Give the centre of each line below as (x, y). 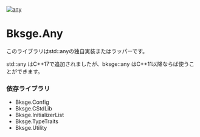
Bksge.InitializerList (40, 115)
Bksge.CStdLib (34, 109)
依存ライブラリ (28, 89)
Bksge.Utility (31, 128)
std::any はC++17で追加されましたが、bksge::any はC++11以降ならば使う (98, 64)
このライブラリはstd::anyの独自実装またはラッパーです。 (77, 51)
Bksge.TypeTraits (37, 121)
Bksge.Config (32, 102)
